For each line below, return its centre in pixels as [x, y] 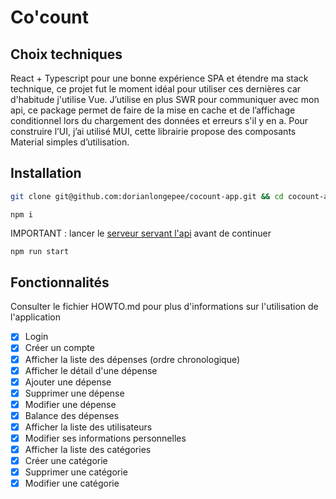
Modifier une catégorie [72, 483]
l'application [36, 317]
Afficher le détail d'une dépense [91, 370]
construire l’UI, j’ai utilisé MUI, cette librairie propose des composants [153, 131]
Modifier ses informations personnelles [105, 438]
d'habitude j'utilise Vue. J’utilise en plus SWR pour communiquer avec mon [165, 99]
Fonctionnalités [60, 282]
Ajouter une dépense [68, 382]
